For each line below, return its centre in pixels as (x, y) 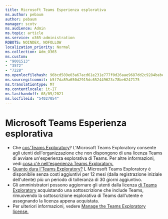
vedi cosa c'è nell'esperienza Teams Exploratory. (63, 164)
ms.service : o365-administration (40, 38)
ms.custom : (16, 56)
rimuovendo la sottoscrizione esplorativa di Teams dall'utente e (78, 195)
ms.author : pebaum (24, 15)
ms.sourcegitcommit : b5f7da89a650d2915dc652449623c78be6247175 (72, 80)
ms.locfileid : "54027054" (32, 98)
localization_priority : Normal (38, 47)
